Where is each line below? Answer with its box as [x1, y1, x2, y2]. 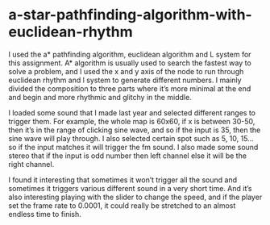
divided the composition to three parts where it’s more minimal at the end [8, 83, 251, 94]
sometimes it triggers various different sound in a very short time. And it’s [8, 183, 252, 193]
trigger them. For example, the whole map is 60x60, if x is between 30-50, [8, 116, 255, 126]
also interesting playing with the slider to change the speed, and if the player [8, 192, 263, 202]
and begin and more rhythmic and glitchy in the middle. [8, 92, 192, 102]
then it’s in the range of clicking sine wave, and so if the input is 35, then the [8, 125, 261, 135]
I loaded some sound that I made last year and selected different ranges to [8, 107, 256, 118]
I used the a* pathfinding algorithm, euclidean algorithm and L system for [8, 49, 251, 59]
